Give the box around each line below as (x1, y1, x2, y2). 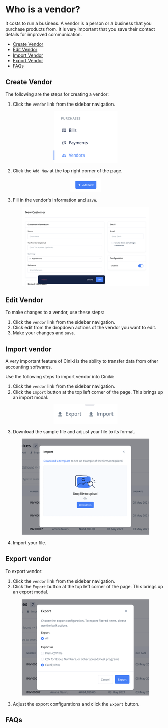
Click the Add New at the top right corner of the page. (12, 168, 123, 174)
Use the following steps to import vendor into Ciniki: (5, 374, 114, 380)
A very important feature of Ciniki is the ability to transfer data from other (5, 358, 159, 365)
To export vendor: (5, 568, 43, 574)
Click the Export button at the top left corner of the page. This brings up (12, 583, 163, 589)
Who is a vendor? (5, 4, 80, 15)
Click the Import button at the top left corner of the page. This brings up (12, 389, 163, 395)
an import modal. (12, 394, 49, 401)
